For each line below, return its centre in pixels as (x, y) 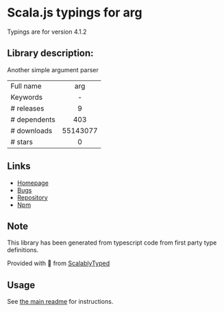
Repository (32, 197)
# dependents (33, 120)
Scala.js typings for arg (75, 13)
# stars (22, 142)
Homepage (33, 183)
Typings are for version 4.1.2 (47, 32)
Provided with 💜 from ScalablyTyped (59, 263)
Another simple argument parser (53, 69)
